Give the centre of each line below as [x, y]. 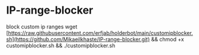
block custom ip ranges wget [42, 27]
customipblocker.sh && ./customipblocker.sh [61, 46]
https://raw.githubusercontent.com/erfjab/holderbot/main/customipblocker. [101, 33]
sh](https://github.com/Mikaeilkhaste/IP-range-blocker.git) [78, 39]
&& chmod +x [168, 39]
